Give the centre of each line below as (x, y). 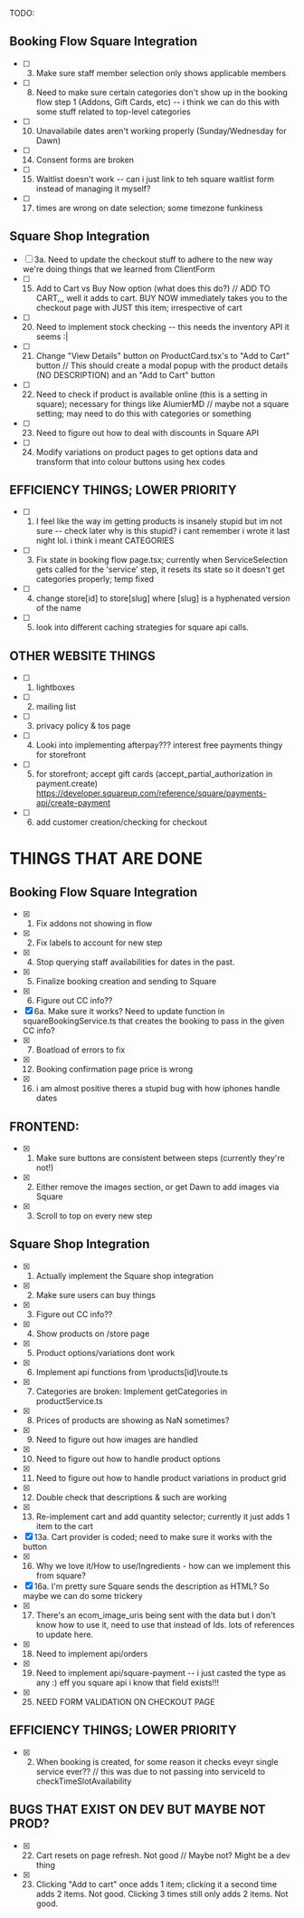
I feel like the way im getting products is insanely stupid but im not (159, 521)
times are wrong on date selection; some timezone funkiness (150, 208)
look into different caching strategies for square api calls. (142, 627)
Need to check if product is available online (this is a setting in (152, 394)
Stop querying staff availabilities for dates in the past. (135, 962)
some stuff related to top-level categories (114, 111)
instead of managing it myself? (93, 189)
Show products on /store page (93, 1333)
